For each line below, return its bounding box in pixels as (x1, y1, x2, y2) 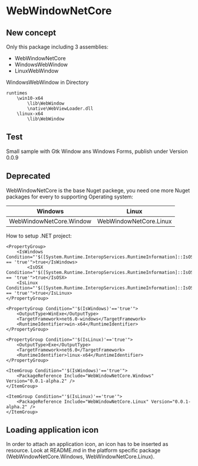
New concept (6, 28, 57, 38)
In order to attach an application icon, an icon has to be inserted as (6, 441, 169, 448)
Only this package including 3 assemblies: (6, 43, 109, 50)
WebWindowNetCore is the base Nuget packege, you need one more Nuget (6, 187, 190, 194)
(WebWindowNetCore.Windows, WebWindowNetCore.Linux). (6, 453, 155, 460)
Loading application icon (6, 425, 99, 435)
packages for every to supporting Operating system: (6, 193, 134, 200)
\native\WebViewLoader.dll (27, 106, 94, 112)
